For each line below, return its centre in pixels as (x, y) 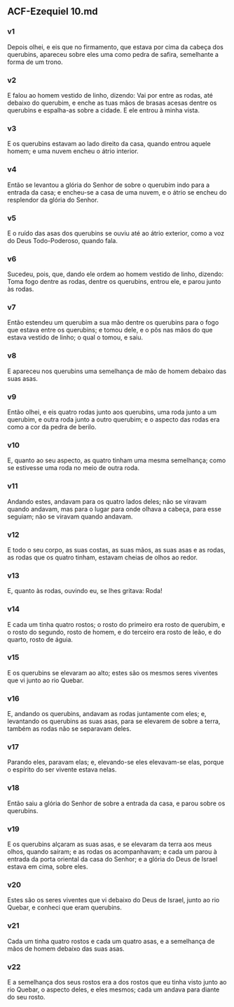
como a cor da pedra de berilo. (52, 427)
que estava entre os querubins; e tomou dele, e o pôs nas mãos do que (110, 330)
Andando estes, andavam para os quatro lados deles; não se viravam (107, 501)
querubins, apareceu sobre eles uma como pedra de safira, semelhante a (113, 54)
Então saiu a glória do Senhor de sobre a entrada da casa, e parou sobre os (116, 803)
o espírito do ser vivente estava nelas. (62, 769)
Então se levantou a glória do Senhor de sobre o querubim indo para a (109, 185)
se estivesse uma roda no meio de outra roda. (74, 468)
